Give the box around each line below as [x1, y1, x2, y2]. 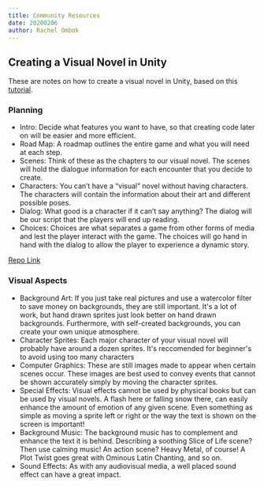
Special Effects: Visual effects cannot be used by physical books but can [19, 385, 256, 395]
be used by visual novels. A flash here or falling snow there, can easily [19, 394, 248, 403]
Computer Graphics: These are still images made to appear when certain [19, 361, 256, 370]
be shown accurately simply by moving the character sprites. [19, 377, 218, 387]
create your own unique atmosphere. [19, 327, 140, 336]
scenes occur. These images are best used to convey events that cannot [19, 368, 256, 378]
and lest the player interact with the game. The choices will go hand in [19, 232, 247, 241]
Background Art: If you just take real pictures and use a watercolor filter [19, 293, 252, 303]
